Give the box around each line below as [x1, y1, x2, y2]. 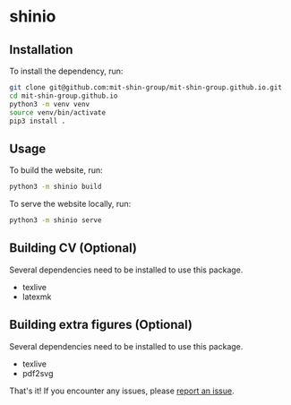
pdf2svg [21, 367, 54, 378]
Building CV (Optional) [9, 240, 137, 256]
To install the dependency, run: [9, 65, 124, 76]
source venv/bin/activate [9, 108, 106, 117]
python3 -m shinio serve [9, 216, 102, 225]
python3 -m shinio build [9, 182, 102, 192]
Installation [9, 42, 73, 57]
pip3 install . [9, 116, 66, 125]
